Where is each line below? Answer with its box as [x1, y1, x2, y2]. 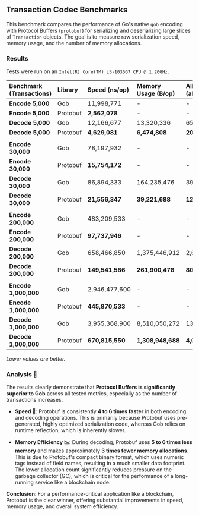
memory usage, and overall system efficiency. [6, 503, 118, 510]
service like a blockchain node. [35, 479, 111, 486]
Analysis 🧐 [6, 370, 37, 379]
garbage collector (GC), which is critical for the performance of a [14, 473, 174, 480]
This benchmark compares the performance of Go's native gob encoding [6, 20, 184, 27]
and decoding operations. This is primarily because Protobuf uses [14, 414, 176, 421]
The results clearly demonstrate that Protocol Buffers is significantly [6, 383, 176, 391]
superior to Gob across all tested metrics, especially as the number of [6, 390, 178, 397]
